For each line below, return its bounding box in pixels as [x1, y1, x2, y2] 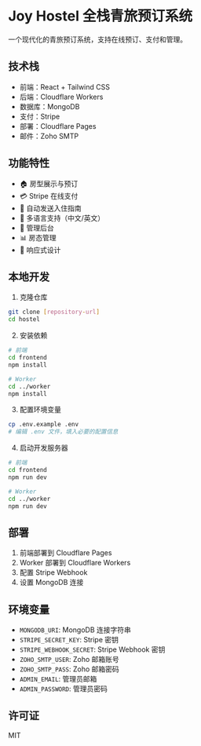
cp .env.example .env [8, 421, 79, 429]
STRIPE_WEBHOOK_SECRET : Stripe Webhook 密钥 [19, 645, 166, 654]
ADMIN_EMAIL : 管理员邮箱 [19, 675, 97, 683]
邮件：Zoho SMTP [19, 131, 79, 141]
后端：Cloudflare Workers [19, 92, 104, 101]
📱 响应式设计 [19, 245, 61, 254]
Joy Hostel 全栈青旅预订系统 [8, 7, 193, 25]
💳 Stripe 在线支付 [19, 191, 79, 200]
